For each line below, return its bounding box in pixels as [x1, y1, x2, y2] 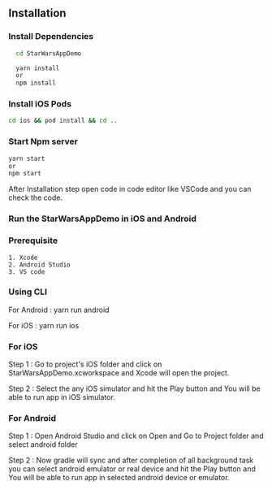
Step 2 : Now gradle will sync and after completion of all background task [8, 455, 254, 466]
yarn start [8, 154, 45, 163]
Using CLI [8, 286, 47, 297]
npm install [15, 79, 57, 88]
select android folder [8, 440, 79, 449]
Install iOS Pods [8, 98, 71, 110]
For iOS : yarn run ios [8, 320, 80, 330]
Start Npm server [8, 136, 79, 147]
